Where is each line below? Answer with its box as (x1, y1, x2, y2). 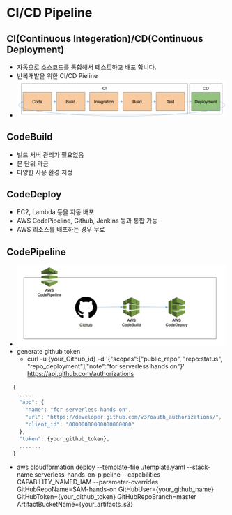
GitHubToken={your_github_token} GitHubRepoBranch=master (16, 493, 196, 501)
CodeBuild (6, 131, 53, 143)
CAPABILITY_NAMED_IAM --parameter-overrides (16, 478, 158, 486)
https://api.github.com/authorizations (26, 370, 134, 378)
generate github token (16, 348, 81, 356)
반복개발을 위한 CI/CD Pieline (16, 72, 98, 80)
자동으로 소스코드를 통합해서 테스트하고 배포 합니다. (16, 63, 157, 71)
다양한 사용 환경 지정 (16, 167, 73, 176)
